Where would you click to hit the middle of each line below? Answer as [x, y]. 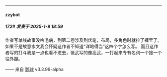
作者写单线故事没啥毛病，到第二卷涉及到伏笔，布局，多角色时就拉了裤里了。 [83, 40]
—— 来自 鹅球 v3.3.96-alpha [34, 69]
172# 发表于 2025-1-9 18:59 [34, 27]
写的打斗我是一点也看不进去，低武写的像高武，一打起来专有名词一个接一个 [85, 52]
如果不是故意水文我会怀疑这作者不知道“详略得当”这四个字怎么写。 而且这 [80, 46]
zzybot [13, 14]
